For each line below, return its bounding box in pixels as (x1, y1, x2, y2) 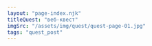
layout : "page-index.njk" (7, 9, 81, 17)
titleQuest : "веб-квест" (7, 16, 78, 23)
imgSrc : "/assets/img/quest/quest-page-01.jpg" (7, 22, 146, 29)
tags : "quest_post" (7, 28, 63, 36)
